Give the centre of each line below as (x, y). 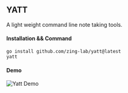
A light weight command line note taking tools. (65, 24)
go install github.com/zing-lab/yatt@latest (64, 52)
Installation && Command (39, 38)
